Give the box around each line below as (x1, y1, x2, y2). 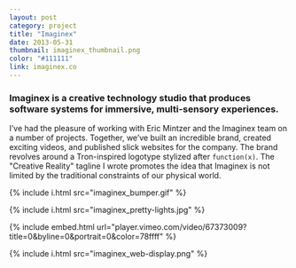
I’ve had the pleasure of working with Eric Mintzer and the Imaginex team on (9, 123, 288, 134)
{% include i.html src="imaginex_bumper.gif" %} (9, 187, 187, 198)
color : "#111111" (9, 54, 74, 63)
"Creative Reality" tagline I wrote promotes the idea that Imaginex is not (9, 161, 270, 171)
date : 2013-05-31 (9, 37, 74, 47)
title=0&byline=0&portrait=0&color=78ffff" (9, 232, 164, 242)
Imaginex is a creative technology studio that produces (9, 91, 251, 104)
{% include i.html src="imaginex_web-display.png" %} (9, 248, 208, 259)
